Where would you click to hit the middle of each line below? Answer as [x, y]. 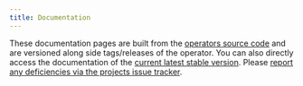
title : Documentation [50, 17]
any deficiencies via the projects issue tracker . [96, 72]
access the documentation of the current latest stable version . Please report [151, 62]
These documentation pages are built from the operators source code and [148, 43]
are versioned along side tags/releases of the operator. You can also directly [151, 52]
